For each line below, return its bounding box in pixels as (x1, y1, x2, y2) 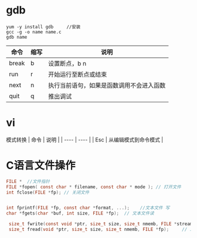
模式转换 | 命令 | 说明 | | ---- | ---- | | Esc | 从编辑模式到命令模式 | (6, 136, 164, 143)
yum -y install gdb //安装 (6, 24, 81, 30)
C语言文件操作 (6, 159, 76, 173)
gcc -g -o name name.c (6, 29, 62, 35)
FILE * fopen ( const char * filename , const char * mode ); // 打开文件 (6, 184, 182, 190)
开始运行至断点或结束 (47, 70, 107, 78)
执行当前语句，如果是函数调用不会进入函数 (47, 81, 166, 89)
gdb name (6, 34, 28, 40)
